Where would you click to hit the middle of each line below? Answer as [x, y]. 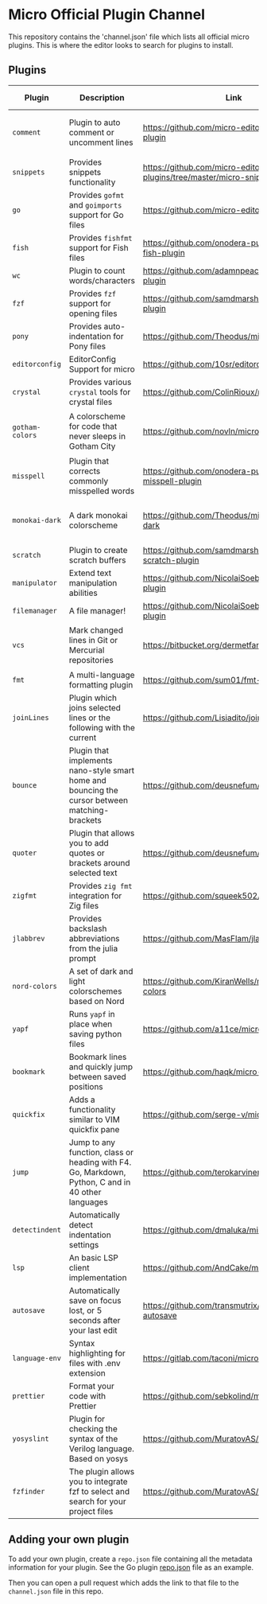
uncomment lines [101, 142]
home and [88, 780]
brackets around [99, 862]
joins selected [95, 707]
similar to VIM [95, 1119]
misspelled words [102, 491]
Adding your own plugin [69, 1540]
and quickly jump [101, 1066]
